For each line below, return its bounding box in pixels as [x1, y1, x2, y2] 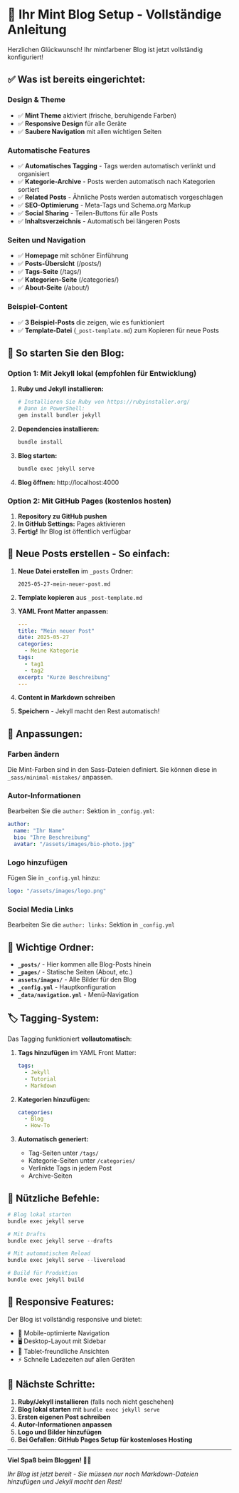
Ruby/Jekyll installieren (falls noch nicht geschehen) [17, 1397, 174, 1406]
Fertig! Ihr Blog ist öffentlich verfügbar [17, 527, 132, 536]
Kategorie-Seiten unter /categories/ [28, 1156, 136, 1165]
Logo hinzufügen [7, 857, 68, 867]
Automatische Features [7, 146, 90, 156]
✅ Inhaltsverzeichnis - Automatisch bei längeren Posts [17, 217, 181, 225]
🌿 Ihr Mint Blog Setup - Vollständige [7, 6, 222, 23]
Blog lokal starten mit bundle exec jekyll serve [17, 1405, 160, 1413]
